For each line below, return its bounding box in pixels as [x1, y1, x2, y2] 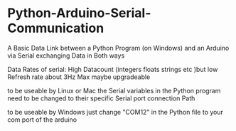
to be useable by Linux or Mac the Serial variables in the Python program [7, 86, 221, 95]
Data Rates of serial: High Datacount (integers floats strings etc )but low [7, 65, 218, 73]
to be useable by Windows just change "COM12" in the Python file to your [7, 108, 224, 116]
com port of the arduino [7, 115, 77, 124]
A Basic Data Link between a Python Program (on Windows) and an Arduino [7, 43, 230, 52]
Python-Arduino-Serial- [7, 5, 151, 21]
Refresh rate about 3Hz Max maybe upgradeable [7, 73, 151, 81]
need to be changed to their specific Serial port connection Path [7, 94, 195, 103]
